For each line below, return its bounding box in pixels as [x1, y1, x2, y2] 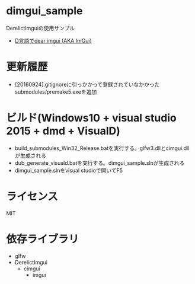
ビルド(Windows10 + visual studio [6, 111, 177, 125]
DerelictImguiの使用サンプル [6, 24, 75, 31]
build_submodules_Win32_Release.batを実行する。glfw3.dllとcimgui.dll [14, 144, 190, 152]
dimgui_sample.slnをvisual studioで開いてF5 [14, 167, 123, 174]
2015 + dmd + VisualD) [6, 125, 120, 138]
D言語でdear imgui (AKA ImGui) [14, 37, 92, 44]
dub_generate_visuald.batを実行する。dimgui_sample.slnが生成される [14, 159, 185, 167]
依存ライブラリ [6, 232, 79, 245]
